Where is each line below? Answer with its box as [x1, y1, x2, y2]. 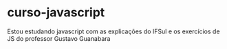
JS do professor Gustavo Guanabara [7, 34, 111, 42]
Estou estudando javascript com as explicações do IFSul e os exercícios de [7, 27, 220, 35]
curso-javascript [7, 5, 105, 20]
